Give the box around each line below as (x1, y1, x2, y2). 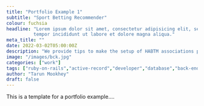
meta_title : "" (6, 37, 45, 43)
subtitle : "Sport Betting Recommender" (6, 15, 107, 21)
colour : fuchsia (6, 20, 47, 26)
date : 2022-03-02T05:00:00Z (6, 43, 78, 49)
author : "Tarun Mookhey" (6, 71, 69, 77)
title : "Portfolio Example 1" (6, 8, 83, 15)
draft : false (6, 76, 39, 82)
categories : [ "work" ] (6, 59, 61, 65)
